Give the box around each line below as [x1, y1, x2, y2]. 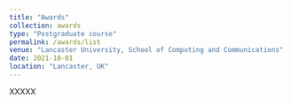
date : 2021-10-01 [9, 54, 74, 63]
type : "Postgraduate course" [9, 29, 117, 38]
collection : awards [9, 21, 82, 30]
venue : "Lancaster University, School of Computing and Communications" [9, 46, 284, 55]
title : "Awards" [9, 12, 69, 22]
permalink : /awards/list [9, 37, 101, 47]
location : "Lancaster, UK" [9, 63, 109, 71]
